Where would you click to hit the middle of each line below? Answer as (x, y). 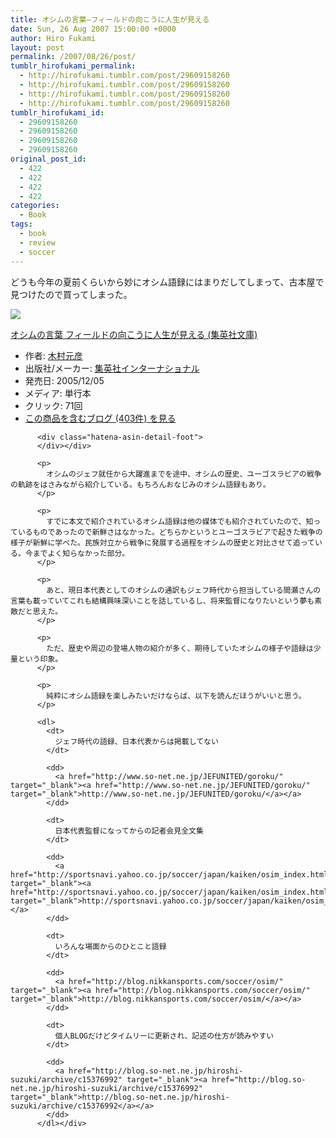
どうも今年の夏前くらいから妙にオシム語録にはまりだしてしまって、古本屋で (167, 282)
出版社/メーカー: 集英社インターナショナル (112, 368)
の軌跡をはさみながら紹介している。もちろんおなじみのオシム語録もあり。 (140, 484)
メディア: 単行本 (58, 393)
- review (37, 242)
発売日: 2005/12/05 (64, 380)
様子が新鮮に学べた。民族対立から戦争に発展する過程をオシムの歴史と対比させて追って (162, 542)
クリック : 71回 (53, 405)
